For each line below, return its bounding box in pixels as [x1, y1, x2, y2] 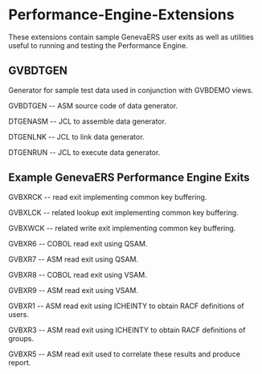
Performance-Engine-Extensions [8, 6, 235, 24]
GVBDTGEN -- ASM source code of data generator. [8, 100, 178, 110]
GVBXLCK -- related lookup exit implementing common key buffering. [8, 207, 239, 217]
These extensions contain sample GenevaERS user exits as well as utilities [8, 32, 255, 42]
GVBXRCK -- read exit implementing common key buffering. [8, 192, 207, 201]
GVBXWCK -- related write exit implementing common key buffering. [8, 223, 236, 233]
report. [8, 357, 31, 367]
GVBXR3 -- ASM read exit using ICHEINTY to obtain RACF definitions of [8, 325, 246, 335]
